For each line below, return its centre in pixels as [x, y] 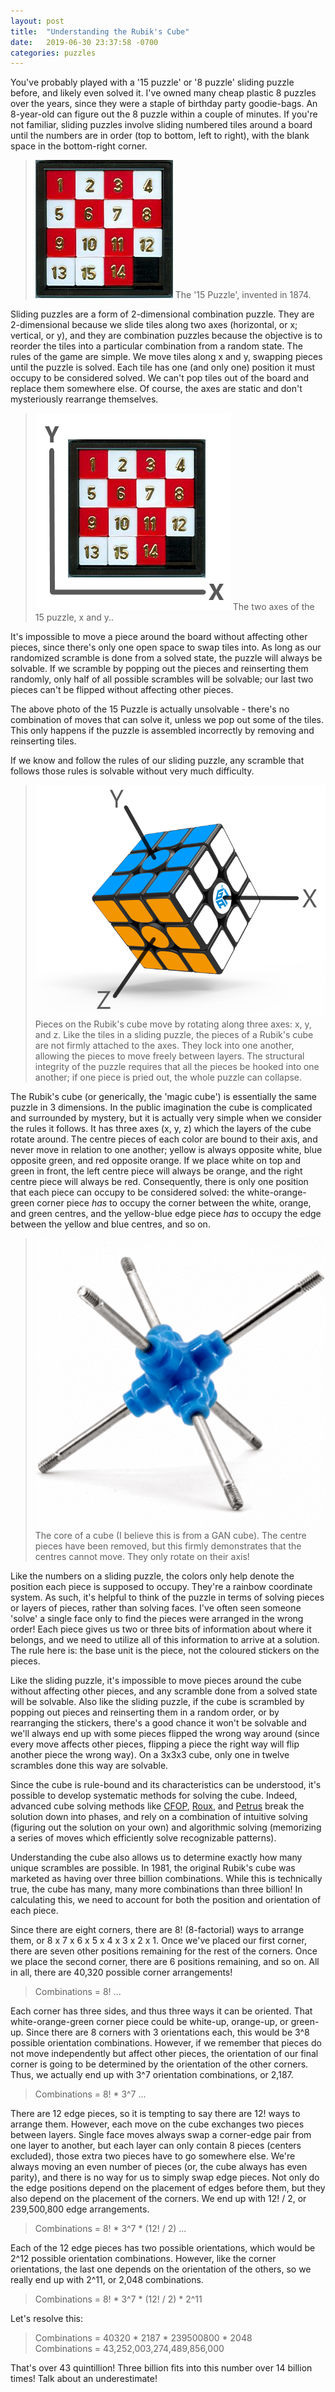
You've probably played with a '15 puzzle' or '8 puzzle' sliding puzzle [152, 82]
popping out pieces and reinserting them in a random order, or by [145, 1712]
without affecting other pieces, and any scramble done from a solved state [164, 1691]
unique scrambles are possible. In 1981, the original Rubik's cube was [153, 1867]
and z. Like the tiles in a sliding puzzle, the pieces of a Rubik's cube [174, 1034]
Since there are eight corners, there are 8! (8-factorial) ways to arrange [157, 1929]
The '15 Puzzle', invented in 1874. [243, 295]
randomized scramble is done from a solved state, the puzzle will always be [166, 658]
